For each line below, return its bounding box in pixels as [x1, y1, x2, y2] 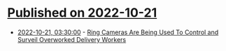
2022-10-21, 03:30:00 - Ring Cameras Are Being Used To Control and [17, 28, 219, 36]
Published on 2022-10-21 [7, 5, 157, 21]
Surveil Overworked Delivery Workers [17, 35, 127, 43]
